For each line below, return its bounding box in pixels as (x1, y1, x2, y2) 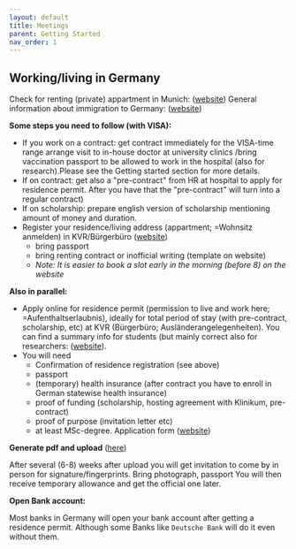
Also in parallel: (9, 286, 68, 297)
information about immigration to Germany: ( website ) (9, 103, 202, 114)
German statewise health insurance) (34, 388, 168, 399)
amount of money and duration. (21, 213, 137, 224)
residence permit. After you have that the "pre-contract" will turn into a (21, 185, 281, 195)
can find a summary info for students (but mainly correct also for (21, 332, 258, 342)
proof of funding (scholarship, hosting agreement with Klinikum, (34, 397, 269, 408)
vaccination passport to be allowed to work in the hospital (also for (21, 156, 265, 167)
